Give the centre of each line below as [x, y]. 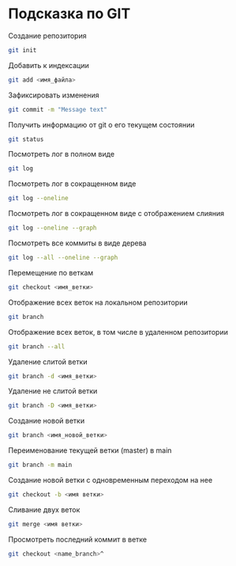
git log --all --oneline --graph [63, 258]
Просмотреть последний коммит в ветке [78, 539]
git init [22, 50]
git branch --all [37, 346]
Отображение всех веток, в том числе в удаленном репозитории [118, 332]
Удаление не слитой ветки [53, 391]
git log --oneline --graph [52, 228]
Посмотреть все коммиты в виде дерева [77, 243]
